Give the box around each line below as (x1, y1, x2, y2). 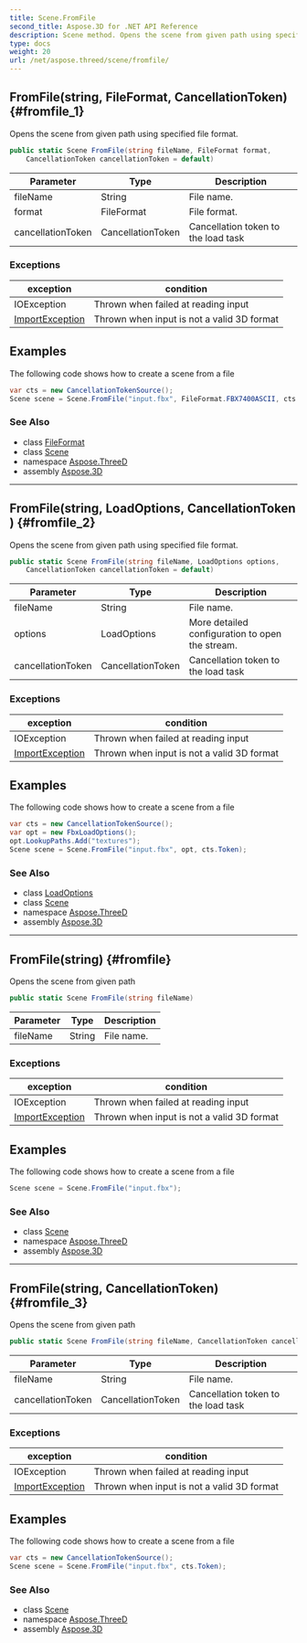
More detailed (188, 616, 249, 629)
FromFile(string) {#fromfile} (9, 951, 172, 967)
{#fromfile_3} (9, 1295, 89, 1310)
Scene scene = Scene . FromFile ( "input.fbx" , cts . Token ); (9, 1562, 227, 1571)
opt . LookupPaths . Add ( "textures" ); (9, 837, 142, 846)
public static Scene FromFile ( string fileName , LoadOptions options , (9, 556, 281, 567)
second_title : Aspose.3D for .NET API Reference (9, 22, 198, 31)
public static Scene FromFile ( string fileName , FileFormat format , (9, 145, 272, 155)
